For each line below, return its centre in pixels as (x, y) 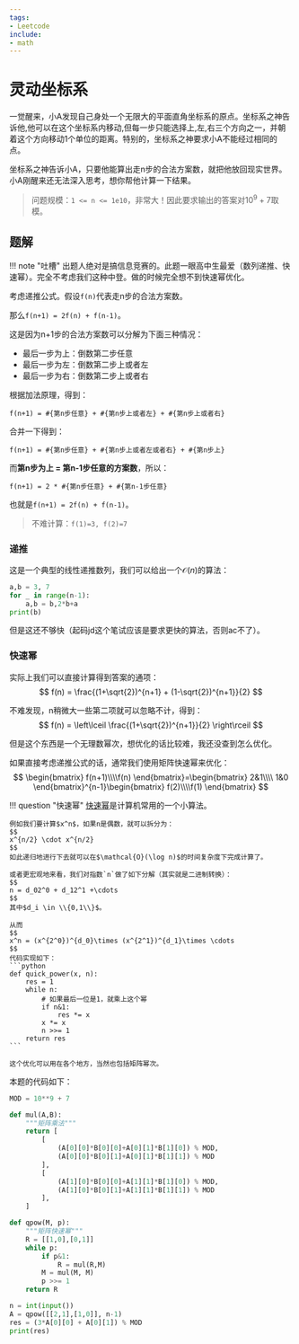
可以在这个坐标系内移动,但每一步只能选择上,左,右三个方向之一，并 (157, 128)
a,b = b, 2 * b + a (52, 604)
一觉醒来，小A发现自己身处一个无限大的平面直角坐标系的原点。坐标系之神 (146, 117)
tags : (19, 18)
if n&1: (56, 1007)
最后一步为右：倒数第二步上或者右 (85, 376)
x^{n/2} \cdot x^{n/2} (52, 840)
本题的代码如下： (41, 1081)
